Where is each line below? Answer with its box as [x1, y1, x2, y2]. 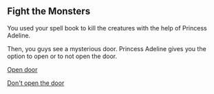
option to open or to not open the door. [7, 52, 118, 60]
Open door [7, 65, 38, 73]
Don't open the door [7, 79, 65, 87]
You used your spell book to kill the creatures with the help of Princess [7, 23, 208, 32]
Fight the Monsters [7, 6, 91, 17]
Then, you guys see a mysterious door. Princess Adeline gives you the [7, 44, 206, 53]
